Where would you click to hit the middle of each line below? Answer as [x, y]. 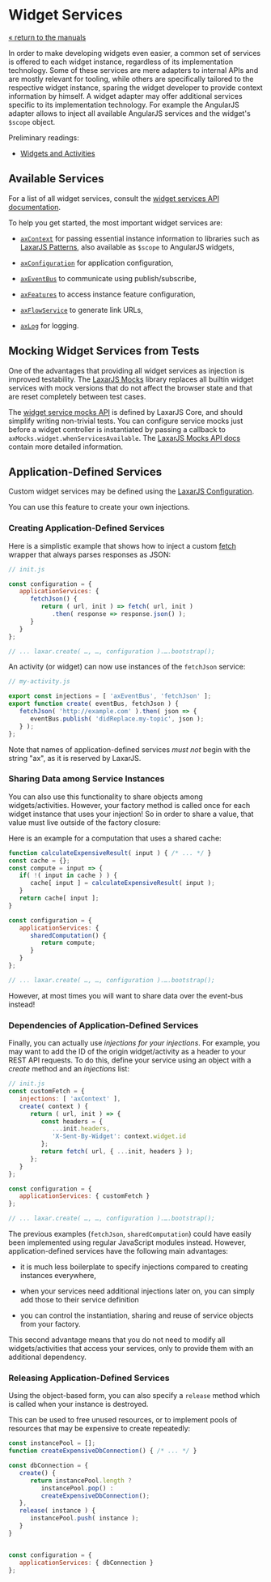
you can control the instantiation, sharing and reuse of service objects [137, 1315]
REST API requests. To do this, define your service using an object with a [130, 1060]
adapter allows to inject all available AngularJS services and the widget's [129, 113]
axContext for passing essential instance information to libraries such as [140, 238]
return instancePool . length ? [80, 1481]
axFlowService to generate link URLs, [81, 310]
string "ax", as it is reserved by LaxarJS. [75, 758]
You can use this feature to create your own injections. [99, 507]
